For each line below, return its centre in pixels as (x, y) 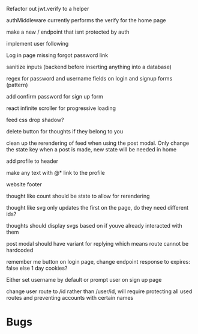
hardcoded (20, 250)
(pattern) (17, 85)
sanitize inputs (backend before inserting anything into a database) (89, 67)
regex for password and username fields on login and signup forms (89, 78)
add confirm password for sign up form (55, 96)
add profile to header (32, 161)
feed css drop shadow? (35, 120)
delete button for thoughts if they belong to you (65, 131)
